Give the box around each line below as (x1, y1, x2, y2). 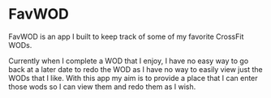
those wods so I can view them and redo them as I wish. (8, 82, 196, 92)
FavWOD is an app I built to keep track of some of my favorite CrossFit (8, 32, 244, 41)
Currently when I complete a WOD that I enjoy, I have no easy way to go (8, 56, 249, 66)
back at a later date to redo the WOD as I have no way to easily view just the (8, 64, 263, 74)
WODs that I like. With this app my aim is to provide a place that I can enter (8, 73, 258, 83)
